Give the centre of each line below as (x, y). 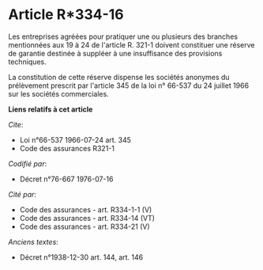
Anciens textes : (34, 241)
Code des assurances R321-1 (67, 148)
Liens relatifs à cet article (51, 109)
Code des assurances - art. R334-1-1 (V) (86, 209)
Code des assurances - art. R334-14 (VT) (87, 218)
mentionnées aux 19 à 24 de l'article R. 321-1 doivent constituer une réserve (131, 44)
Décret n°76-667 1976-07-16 (66, 179)
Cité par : (23, 194)
